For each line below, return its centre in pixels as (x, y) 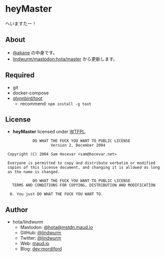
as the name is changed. (34, 172)
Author (16, 210)
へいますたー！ (21, 23)
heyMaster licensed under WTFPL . (49, 132)
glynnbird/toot (27, 98)
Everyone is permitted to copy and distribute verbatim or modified (81, 163)
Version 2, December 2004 (78, 145)
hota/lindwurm (28, 222)
